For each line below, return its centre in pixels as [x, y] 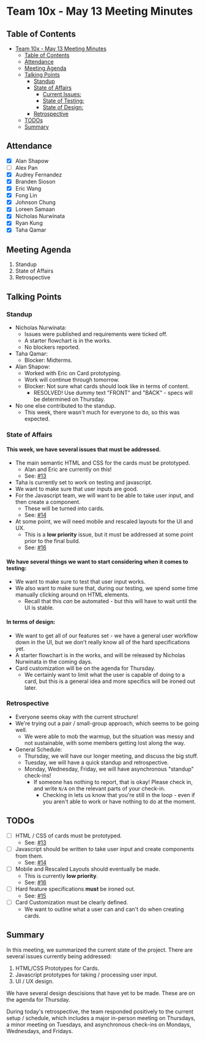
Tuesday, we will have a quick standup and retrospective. [97, 762]
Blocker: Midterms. [48, 360]
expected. [37, 419]
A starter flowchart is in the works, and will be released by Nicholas [100, 655]
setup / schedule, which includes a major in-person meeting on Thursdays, [101, 1018]
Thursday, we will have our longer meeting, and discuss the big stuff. [111, 756]
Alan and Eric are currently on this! [68, 470]
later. [31, 687]
